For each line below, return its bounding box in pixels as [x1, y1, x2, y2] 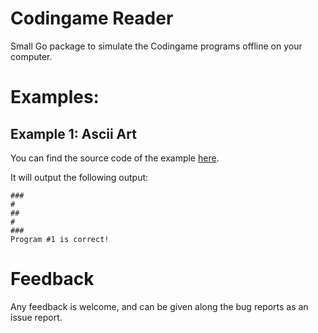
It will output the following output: [10, 171, 149, 183]
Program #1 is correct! [10, 234, 110, 244]
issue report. [10, 311, 63, 323]
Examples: [10, 86, 100, 109]
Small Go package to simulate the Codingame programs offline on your [10, 40, 303, 52]
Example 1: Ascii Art [10, 125, 137, 142]
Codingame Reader [10, 7, 174, 30]
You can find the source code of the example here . [10, 152, 220, 164]
